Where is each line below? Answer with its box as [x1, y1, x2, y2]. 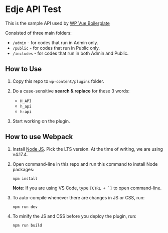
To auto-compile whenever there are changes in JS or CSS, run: [12, 194, 145, 200]
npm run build [12, 222, 42, 228]
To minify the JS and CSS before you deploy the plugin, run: [12, 213, 137, 219]
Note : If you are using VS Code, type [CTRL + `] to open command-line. [12, 185, 162, 191]
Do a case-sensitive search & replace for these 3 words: [12, 88, 130, 94]
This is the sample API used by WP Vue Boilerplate [5, 20, 110, 26]
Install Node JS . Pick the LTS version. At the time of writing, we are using [12, 146, 163, 152]
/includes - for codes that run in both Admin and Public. [12, 50, 129, 56]
